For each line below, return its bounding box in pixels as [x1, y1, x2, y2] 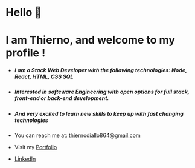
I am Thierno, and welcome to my [5, 33, 176, 47]
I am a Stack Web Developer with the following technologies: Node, [14, 66, 188, 73]
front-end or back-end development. [14, 95, 109, 102]
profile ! [5, 46, 46, 60]
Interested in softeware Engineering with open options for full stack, [14, 88, 190, 96]
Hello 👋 [5, 5, 42, 19]
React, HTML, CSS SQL [14, 73, 74, 80]
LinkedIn [14, 155, 36, 163]
